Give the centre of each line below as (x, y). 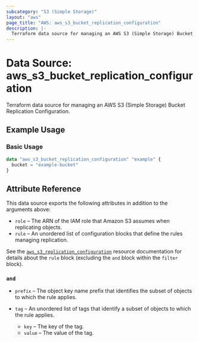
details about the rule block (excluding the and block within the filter (92, 258)
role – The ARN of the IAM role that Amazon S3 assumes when (92, 221)
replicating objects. (38, 227)
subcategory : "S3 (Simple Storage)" (52, 12)
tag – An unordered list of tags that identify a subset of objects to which (103, 309)
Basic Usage (25, 147)
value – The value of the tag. (59, 333)
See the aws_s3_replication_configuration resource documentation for (94, 252)
